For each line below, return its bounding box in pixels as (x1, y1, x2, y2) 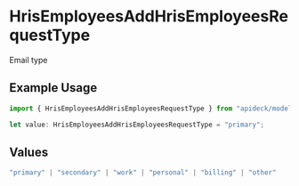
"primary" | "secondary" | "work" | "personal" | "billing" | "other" (9, 168, 277, 177)
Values (9, 144, 49, 159)
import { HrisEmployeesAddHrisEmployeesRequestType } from (9, 104, 233, 113)
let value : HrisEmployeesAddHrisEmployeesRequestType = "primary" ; (9, 120, 265, 129)
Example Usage (9, 80, 98, 95)
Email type (9, 54, 48, 65)
